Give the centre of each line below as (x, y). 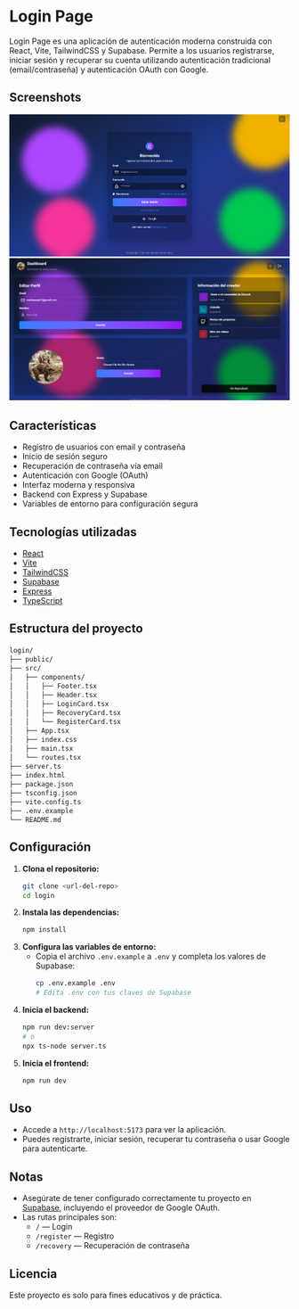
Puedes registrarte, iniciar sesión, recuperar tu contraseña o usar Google (156, 1140)
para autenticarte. (55, 1148)
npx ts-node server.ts (64, 1046)
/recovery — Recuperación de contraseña (112, 1246)
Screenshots (45, 98)
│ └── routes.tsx (45, 757)
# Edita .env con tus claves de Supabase (113, 993)
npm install (44, 930)
